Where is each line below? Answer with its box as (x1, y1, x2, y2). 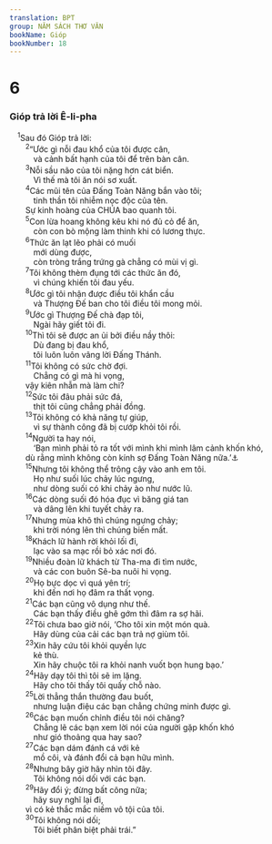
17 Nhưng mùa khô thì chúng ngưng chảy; (25, 514, 179, 525)
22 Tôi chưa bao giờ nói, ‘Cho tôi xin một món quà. (25, 617, 211, 630)
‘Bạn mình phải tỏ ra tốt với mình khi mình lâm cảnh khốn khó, (33, 442, 264, 453)
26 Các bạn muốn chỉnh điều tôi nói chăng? (25, 711, 185, 723)
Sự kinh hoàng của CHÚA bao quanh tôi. (25, 205, 177, 216)
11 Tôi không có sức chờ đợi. (25, 359, 128, 371)
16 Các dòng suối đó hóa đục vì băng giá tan (25, 493, 189, 505)
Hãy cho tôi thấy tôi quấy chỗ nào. (33, 680, 162, 691)
